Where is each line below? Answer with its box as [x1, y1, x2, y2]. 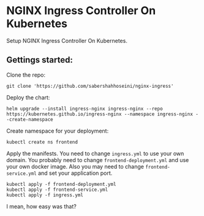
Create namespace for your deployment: [6, 127, 109, 134]
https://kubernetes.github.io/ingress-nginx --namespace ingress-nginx [6, 111, 193, 117]
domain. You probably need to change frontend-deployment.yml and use [6, 156, 189, 163]
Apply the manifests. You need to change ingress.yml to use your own [6, 150, 184, 157]
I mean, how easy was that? [6, 202, 77, 210]
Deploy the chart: [6, 93, 50, 101]
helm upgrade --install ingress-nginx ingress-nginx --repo [6, 106, 164, 112]
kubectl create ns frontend [6, 139, 78, 145]
